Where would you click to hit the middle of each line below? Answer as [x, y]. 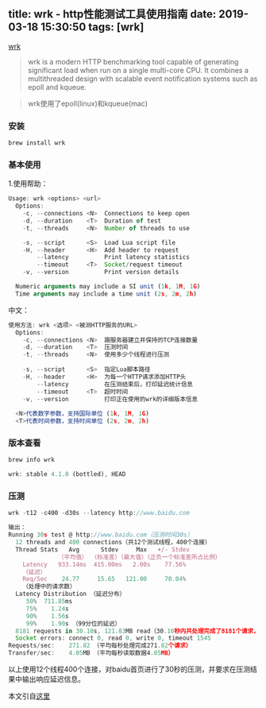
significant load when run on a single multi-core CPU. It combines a [138, 70]
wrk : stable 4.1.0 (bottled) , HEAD [67, 474]
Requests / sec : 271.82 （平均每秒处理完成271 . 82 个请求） [100, 646]
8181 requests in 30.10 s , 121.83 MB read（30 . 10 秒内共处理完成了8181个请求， [137, 631]
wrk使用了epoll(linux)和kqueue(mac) [88, 103]
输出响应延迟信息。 [53, 679]
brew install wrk [37, 143]
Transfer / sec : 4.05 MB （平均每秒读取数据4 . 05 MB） [91, 653]
